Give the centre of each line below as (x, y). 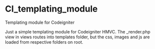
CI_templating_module (51, 9)
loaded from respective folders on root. (44, 42)
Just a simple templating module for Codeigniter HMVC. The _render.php (78, 32)
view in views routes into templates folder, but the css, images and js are (77, 37)
